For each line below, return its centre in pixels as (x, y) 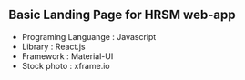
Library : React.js (53, 46)
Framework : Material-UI (67, 56)
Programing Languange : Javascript (89, 36)
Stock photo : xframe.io (66, 65)
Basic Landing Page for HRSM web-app (122, 15)
